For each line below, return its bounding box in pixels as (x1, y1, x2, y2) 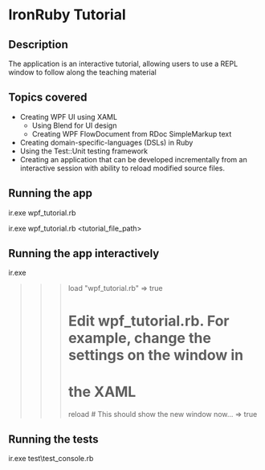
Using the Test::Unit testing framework (19, 146, 149, 156)
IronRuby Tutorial (8, 6, 126, 24)
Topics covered (8, 91, 88, 104)
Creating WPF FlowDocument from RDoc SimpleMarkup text (31, 129, 232, 138)
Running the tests (8, 432, 99, 446)
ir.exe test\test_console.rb (8, 454, 94, 464)
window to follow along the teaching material (8, 67, 157, 77)
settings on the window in (67, 345, 243, 364)
